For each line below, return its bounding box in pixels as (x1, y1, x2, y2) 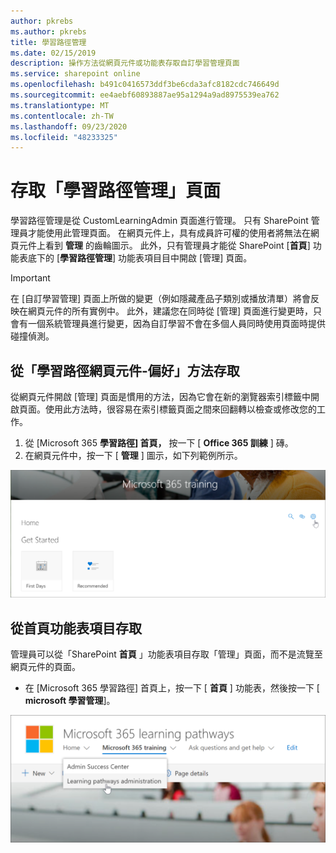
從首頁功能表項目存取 (10, 620, 142, 637)
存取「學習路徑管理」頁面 (10, 180, 222, 202)
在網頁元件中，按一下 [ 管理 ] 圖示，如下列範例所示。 (24, 450, 243, 461)
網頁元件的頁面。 (10, 661, 81, 673)
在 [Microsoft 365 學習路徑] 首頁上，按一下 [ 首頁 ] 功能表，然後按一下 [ (24, 682, 320, 694)
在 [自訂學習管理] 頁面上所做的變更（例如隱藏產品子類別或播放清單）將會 (10, 293, 312, 305)
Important (10, 272, 51, 284)
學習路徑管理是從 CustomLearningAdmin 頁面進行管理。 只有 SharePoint (10, 215, 309, 227)
